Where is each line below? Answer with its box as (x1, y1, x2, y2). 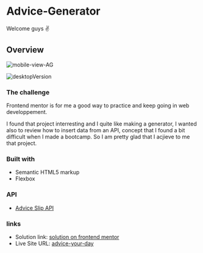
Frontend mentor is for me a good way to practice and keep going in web (6, 102, 190, 109)
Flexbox (15, 175, 35, 182)
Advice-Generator (6, 4, 101, 18)
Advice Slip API (15, 204, 54, 212)
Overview (6, 45, 45, 55)
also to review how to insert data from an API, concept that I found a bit (6, 127, 185, 134)
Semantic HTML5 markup (15, 169, 80, 176)
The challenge (6, 88, 50, 96)
